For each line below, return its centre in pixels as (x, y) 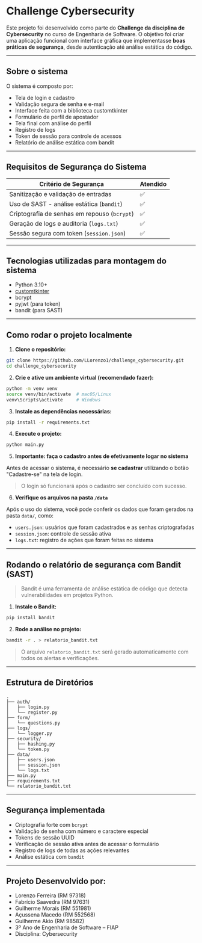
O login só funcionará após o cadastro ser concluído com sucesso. (104, 486)
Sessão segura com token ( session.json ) (68, 233)
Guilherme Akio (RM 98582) (50, 921)
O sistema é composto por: (40, 86)
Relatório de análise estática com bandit (64, 142)
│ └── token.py (28, 749)
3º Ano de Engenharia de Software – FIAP (67, 927)
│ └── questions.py (33, 723)
